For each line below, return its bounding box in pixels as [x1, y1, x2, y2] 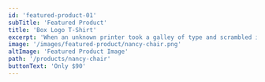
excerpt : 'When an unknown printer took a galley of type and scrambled [8, 33, 252, 41]
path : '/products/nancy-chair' [8, 55, 111, 63]
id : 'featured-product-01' [8, 11, 97, 20]
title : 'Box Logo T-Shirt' [8, 26, 97, 34]
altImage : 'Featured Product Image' [8, 48, 129, 55]
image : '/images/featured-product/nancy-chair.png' [8, 41, 181, 48]
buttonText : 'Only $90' [8, 62, 87, 70]
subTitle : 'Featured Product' [8, 19, 108, 27]
